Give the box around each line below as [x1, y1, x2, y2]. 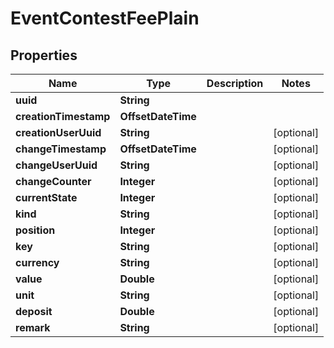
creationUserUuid [15, 126, 102, 139]
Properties [10, 47, 78, 64]
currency [15, 256, 60, 269]
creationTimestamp [15, 110, 111, 123]
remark [15, 321, 51, 334]
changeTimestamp [15, 142, 107, 156]
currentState [15, 191, 78, 204]
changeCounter [15, 175, 92, 188]
